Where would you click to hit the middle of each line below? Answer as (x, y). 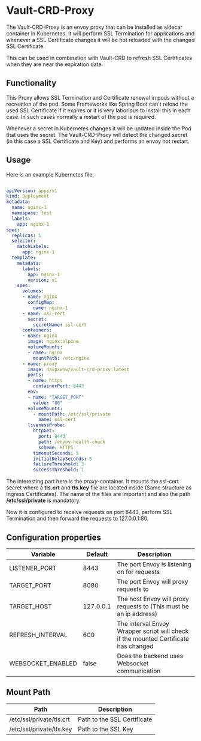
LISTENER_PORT (33, 568)
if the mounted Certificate (153, 639)
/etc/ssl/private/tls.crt (40, 719)
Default (97, 554)
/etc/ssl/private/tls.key (41, 729)
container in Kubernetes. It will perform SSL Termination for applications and (100, 33)
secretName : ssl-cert (60, 325)
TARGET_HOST (31, 606)
